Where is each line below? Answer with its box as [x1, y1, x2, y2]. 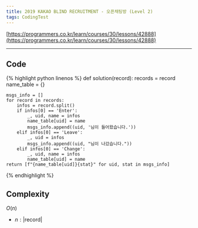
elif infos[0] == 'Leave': [16, 130, 83, 136]
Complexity [6, 189, 50, 199]
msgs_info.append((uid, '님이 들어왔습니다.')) [27, 124, 137, 130]
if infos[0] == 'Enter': [16, 108, 78, 114]
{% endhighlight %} [6, 172, 54, 179]
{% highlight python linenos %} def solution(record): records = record [6, 75, 176, 82]
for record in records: [6, 98, 65, 104]
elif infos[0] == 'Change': [16, 146, 85, 152]
